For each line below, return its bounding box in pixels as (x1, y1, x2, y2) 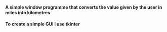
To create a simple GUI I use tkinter (5, 21, 80, 27)
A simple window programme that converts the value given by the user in (5, 4, 162, 10)
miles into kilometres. (5, 9, 52, 15)
